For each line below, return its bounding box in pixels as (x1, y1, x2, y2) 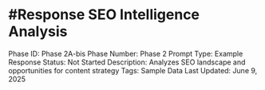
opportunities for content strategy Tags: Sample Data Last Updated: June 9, (8, 65, 258, 75)
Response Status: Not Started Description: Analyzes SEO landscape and (8, 57, 246, 67)
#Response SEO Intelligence (8, 6, 200, 24)
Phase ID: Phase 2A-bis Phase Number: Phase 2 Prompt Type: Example (8, 49, 243, 58)
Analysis (8, 22, 68, 41)
